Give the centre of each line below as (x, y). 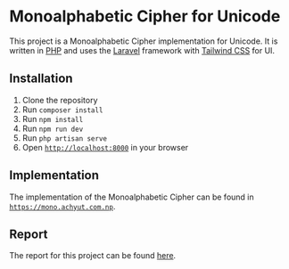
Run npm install (53, 118)
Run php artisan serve (64, 138)
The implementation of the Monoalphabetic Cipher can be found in (132, 197)
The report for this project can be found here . (93, 256)
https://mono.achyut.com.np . (62, 206)
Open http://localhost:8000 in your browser (105, 147)
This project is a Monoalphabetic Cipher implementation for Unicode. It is (144, 41)
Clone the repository (60, 100)
